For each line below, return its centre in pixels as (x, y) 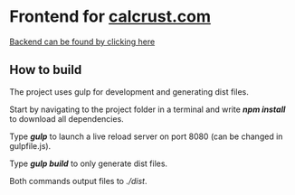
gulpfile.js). (30, 145)
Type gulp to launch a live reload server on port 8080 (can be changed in (146, 136)
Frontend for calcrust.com (110, 17)
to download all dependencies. (67, 118)
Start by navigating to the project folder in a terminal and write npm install (147, 109)
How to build (46, 70)
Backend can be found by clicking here (82, 42)
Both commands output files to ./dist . (78, 181)
